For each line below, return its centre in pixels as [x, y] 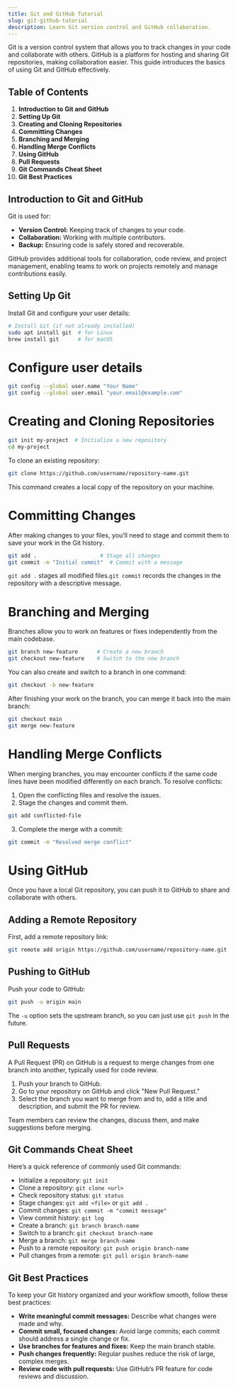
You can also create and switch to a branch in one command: [97, 672]
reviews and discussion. [53, 1376]
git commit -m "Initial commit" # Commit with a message [95, 562]
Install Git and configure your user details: [69, 313]
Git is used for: [29, 216]
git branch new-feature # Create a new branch [86, 652]
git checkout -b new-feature [51, 685]
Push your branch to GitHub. [60, 1084]
